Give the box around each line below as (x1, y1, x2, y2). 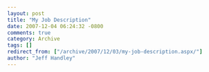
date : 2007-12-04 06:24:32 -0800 (7, 23, 104, 29)
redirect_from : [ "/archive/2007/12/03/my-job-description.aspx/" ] (7, 49, 203, 56)
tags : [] (7, 42, 33, 49)
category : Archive (7, 36, 60, 43)
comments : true (7, 29, 51, 36)
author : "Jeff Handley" (7, 55, 76, 62)
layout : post (7, 10, 45, 17)
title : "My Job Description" (7, 16, 91, 23)
